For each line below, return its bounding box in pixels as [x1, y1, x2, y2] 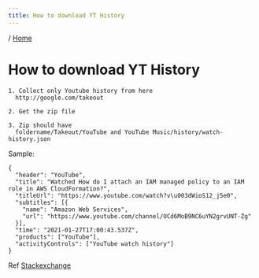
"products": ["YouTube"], [15, 233, 101, 241]
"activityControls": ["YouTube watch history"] [15, 239, 175, 248]
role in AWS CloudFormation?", [8, 184, 111, 193]
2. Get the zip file [8, 107, 76, 115]
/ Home [8, 33, 33, 43]
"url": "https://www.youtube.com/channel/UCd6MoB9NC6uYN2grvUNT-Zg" [22, 212, 252, 221]
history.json [8, 135, 51, 143]
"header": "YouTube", [15, 171, 87, 179]
